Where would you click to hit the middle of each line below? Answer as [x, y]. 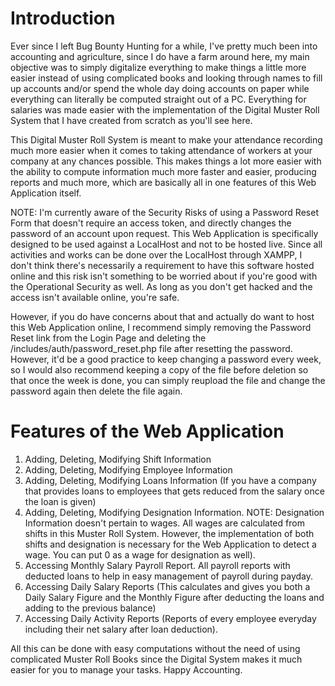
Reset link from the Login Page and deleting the [108, 338]
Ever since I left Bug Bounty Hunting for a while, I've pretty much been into [164, 46]
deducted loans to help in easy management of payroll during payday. [168, 576]
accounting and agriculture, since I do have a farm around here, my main [160, 56]
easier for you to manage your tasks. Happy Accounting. [126, 669]
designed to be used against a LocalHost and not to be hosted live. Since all [166, 244]
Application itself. [46, 193]
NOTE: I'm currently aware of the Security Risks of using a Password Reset [164, 212]
